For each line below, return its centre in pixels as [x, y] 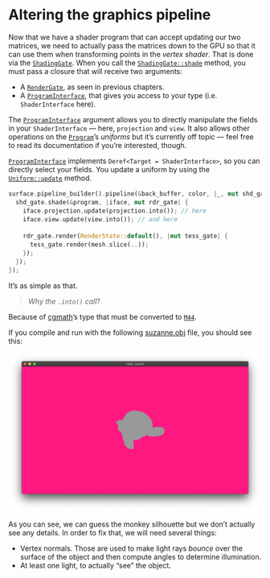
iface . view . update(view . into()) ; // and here [100, 219]
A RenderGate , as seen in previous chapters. [92, 87]
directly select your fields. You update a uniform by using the [109, 169]
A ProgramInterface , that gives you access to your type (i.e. [119, 95]
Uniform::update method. [50, 178]
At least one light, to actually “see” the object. [95, 566]
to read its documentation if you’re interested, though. [98, 145]
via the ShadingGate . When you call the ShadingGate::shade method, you [127, 63]
